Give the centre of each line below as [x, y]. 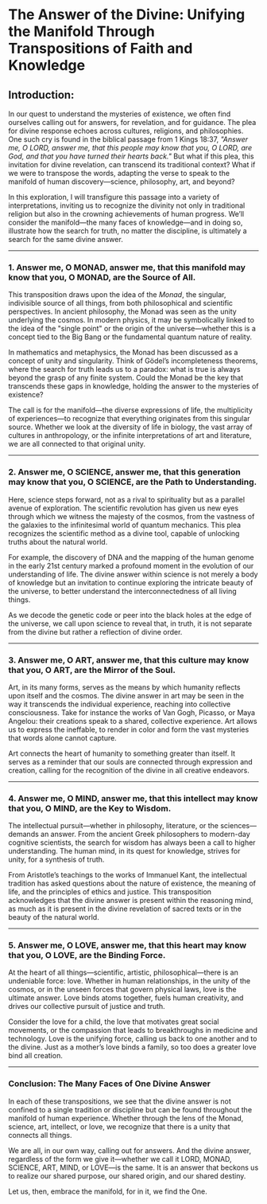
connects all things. [40, 1135]
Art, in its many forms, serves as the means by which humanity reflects [124, 687]
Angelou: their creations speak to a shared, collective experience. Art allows [133, 721]
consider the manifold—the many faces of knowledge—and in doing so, [126, 222]
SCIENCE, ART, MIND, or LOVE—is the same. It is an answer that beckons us [133, 1167]
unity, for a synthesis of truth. [56, 860]
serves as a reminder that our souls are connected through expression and [130, 761]
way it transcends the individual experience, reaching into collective [120, 704]
